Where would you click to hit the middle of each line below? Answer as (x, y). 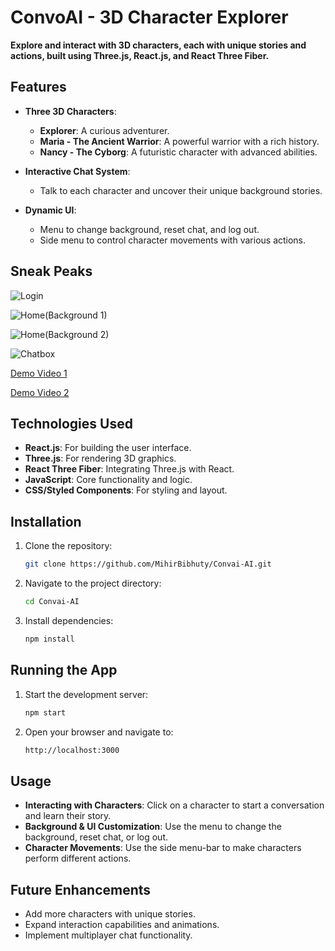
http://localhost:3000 (72, 750)
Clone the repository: (68, 546)
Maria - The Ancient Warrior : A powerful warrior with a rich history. (179, 141)
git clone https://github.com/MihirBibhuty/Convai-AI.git (148, 564)
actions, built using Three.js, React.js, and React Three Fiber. (140, 55)
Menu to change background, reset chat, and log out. (149, 229)
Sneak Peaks (51, 271)
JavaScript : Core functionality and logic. (108, 480)
